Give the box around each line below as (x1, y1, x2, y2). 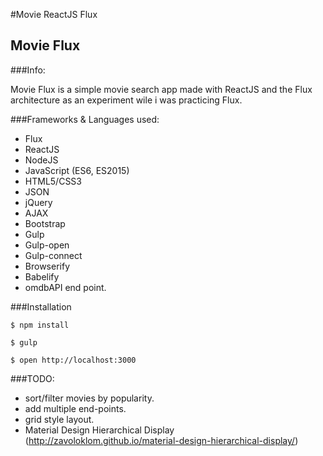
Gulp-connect (24, 249, 83, 261)
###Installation (10, 300, 72, 313)
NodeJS (24, 154, 59, 166)
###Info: (10, 64, 46, 76)
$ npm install (10, 320, 70, 330)
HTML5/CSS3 (24, 175, 82, 187)
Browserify (24, 260, 70, 272)
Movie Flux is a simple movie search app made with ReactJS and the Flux (10, 83, 313, 95)
